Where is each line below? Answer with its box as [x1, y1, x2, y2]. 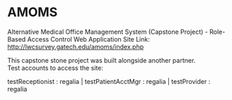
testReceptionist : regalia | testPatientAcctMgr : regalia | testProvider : [7, 77, 211, 85]
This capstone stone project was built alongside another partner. [7, 56, 196, 64]
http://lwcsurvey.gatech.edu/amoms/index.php [7, 42, 144, 51]
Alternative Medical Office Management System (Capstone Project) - [7, 27, 209, 36]
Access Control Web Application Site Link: [27, 35, 150, 43]
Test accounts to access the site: [7, 63, 104, 72]
